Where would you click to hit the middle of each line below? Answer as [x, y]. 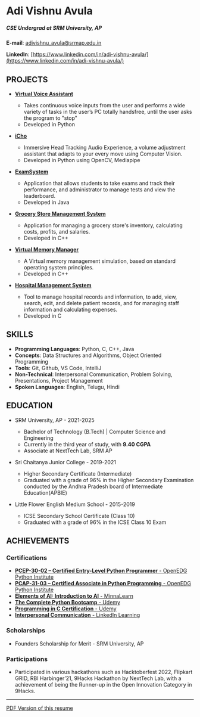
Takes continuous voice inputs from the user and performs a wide [104, 105]
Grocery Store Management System [60, 213]
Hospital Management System [53, 285]
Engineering [38, 438]
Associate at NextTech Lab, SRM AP [68, 451]
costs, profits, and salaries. [57, 231]
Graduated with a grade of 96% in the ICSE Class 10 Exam [95, 522]
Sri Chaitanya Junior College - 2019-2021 [65, 462]
